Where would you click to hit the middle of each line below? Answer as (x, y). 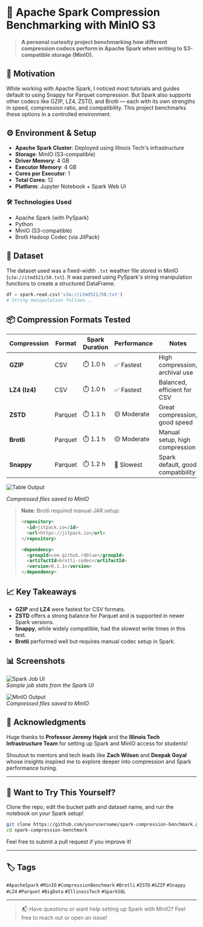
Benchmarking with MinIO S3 (81, 25)
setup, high (175, 440)
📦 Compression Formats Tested (69, 320)
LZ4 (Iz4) (23, 390)
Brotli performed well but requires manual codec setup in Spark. (95, 641)
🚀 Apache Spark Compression (83, 12)
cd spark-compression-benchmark (47, 830)
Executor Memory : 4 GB (46, 167)
